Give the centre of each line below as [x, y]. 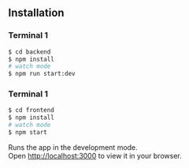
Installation [36, 13]
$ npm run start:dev [42, 74]
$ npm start [28, 133]
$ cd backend [30, 52]
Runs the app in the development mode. [73, 147]
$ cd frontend [31, 110]
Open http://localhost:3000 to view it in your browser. [95, 155]
